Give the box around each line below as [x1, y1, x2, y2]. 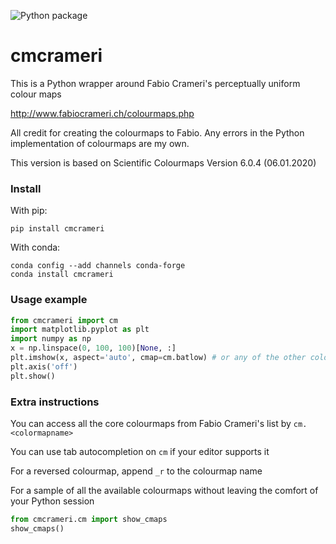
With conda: [10, 241, 61, 254]
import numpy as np [10, 334, 92, 344]
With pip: [10, 205, 48, 217]
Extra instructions [10, 395, 100, 409]
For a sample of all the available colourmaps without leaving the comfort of [10, 484, 319, 496]
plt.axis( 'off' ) [10, 361, 78, 372]
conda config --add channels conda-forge [10, 261, 186, 271]
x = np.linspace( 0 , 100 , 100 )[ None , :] [10, 343, 177, 354]
